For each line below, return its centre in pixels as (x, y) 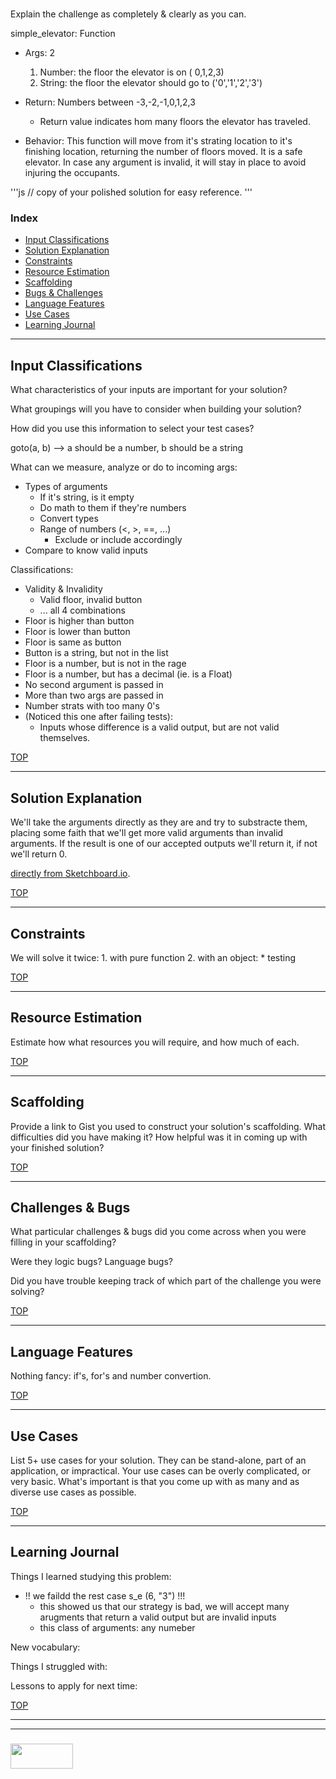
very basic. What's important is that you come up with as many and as (155, 1481)
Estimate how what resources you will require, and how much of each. (155, 1042)
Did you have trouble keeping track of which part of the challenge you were (166, 1281)
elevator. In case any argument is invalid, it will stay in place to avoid (165, 162)
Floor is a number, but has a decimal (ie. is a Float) (128, 674)
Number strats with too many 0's (92, 706)
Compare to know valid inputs (86, 550)
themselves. (65, 738)
